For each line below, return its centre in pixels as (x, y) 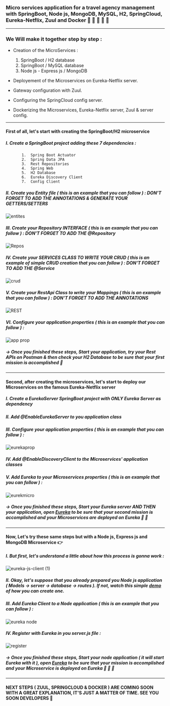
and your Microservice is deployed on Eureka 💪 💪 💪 (60, 668)
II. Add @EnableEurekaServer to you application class (64, 417)
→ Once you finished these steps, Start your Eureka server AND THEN (81, 507)
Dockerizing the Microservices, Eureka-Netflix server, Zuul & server (83, 110)
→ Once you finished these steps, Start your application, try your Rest (81, 352)
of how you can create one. (35, 591)
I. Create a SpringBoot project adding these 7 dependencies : (71, 143)
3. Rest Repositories (45, 164)
